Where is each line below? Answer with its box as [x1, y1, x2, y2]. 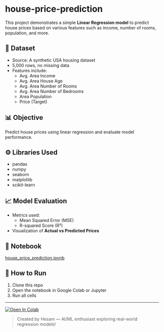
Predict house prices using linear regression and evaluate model [5, 129, 135, 135]
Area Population [19, 93, 52, 99]
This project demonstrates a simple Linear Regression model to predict [5, 20, 149, 25]
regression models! [17, 321, 56, 327]
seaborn [12, 172, 29, 177]
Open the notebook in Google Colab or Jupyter [12, 287, 107, 293]
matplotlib [12, 177, 33, 183]
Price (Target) [19, 99, 47, 105]
